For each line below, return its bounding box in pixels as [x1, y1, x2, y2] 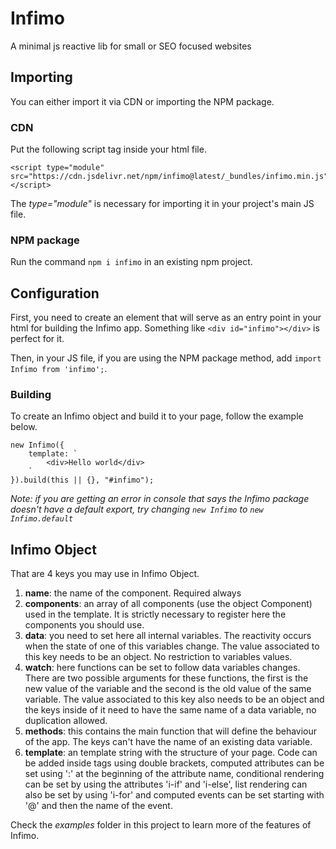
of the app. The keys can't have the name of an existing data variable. [24, 736, 313, 748]
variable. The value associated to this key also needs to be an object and [24, 693, 325, 706]
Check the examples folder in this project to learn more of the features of [10, 819, 312, 831]
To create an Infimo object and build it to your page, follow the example [10, 410, 304, 422]
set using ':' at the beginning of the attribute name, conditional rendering [24, 768, 325, 780]
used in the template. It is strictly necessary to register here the [24, 608, 287, 621]
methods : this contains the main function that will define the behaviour [24, 725, 318, 737]
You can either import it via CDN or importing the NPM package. [10, 95, 275, 107]
